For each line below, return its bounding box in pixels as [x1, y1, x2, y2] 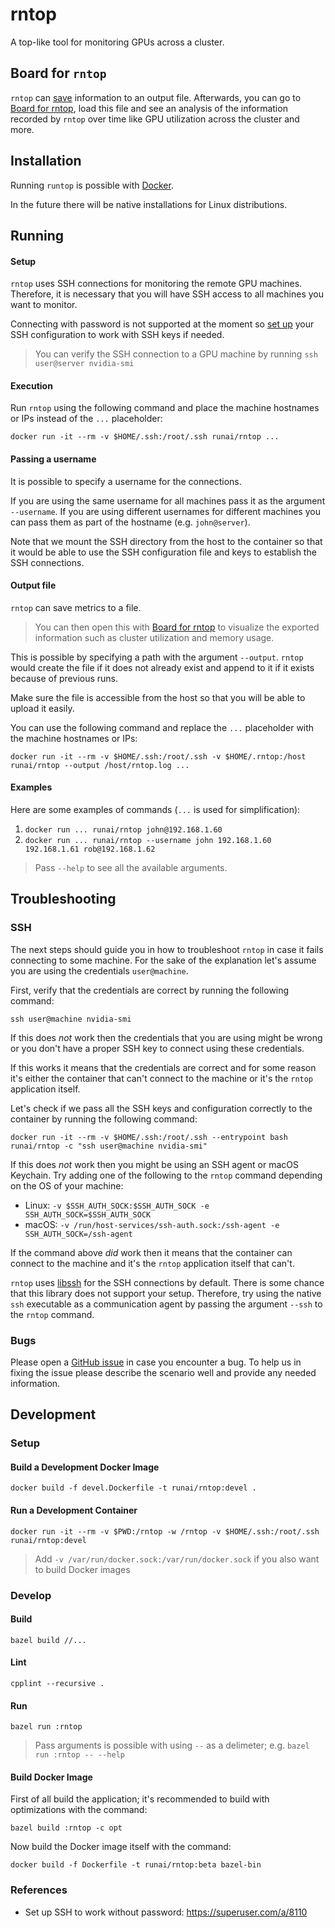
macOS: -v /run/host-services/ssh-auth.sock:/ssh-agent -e [24, 1218, 280, 1230]
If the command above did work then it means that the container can [10, 1246, 293, 1258]
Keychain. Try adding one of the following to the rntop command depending [10, 1169, 323, 1181]
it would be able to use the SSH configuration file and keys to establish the [10, 546, 317, 558]
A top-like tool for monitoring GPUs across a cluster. [10, 36, 225, 48]
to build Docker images [34, 1563, 131, 1575]
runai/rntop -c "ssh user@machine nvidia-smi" [10, 1141, 208, 1151]
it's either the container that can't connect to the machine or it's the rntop [10, 1072, 314, 1084]
